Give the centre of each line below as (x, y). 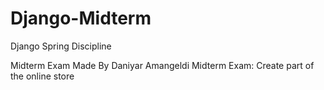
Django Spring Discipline (61, 46)
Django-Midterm (81, 18)
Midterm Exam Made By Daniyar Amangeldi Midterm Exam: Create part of (162, 65)
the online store (42, 76)
